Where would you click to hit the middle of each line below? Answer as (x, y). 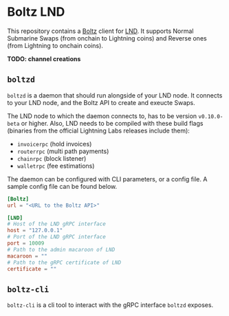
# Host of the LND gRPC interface (57, 224)
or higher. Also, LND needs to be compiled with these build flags (112, 123)
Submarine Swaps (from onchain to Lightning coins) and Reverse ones (107, 38)
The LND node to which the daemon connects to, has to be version (102, 116)
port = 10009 (26, 243)
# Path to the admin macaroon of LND (61, 249)
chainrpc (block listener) (52, 158)
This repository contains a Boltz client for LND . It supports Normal (100, 31)
